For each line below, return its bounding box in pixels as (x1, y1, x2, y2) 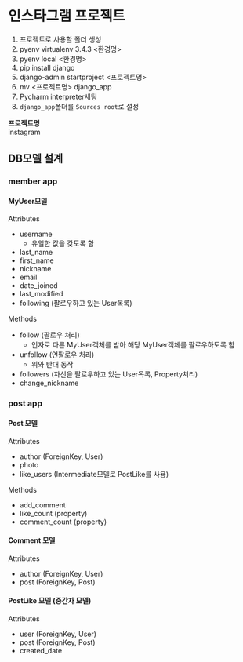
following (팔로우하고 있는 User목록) (19, 299, 132, 308)
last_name (19, 248, 53, 257)
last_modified (19, 289, 63, 299)
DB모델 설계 (8, 152, 63, 165)
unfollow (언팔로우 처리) (19, 350, 95, 359)
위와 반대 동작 (31, 360, 74, 369)
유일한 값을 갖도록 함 (31, 238, 95, 248)
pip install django (19, 63, 75, 72)
